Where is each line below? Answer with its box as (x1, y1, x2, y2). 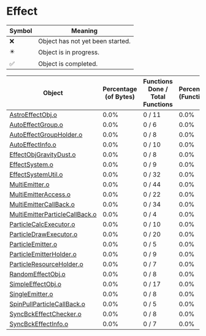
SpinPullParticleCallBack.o (9, 299, 86, 308)
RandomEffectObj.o (9, 270, 66, 278)
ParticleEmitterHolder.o (9, 250, 77, 258)
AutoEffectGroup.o (9, 120, 63, 129)
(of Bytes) (105, 92, 135, 101)
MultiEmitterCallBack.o (9, 200, 75, 208)
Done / (148, 85, 169, 93)
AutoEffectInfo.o (9, 140, 56, 148)
